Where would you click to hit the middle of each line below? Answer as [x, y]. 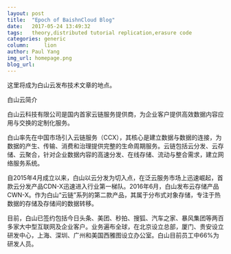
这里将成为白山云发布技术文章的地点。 [61, 85]
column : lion [32, 45]
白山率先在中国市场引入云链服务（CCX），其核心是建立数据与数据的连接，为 [114, 137]
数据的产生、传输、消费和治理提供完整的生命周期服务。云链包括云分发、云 [112, 146]
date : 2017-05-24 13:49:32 [49, 26]
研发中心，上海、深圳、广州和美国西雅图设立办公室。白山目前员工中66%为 [113, 235]
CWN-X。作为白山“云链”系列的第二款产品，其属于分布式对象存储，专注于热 [114, 195]
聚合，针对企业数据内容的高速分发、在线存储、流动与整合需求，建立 [121, 154]
